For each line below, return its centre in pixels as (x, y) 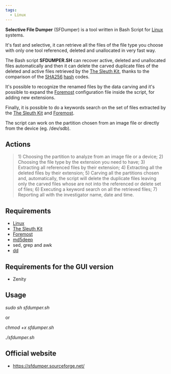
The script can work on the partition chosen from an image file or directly (82, 123)
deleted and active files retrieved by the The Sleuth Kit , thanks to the (77, 71)
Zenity (19, 279)
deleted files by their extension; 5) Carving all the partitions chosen (88, 173)
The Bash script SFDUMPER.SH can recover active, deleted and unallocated (86, 60)
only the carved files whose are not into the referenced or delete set (89, 184)
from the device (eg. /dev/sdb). (38, 128)
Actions (18, 144)
